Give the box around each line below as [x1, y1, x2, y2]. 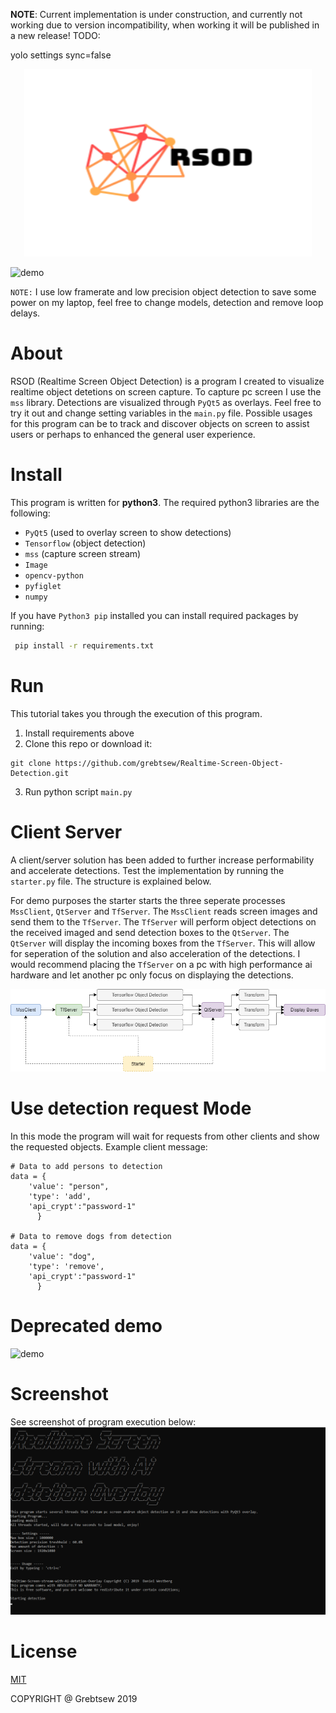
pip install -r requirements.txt [14, 640, 155, 651]
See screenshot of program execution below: [10, 1415, 197, 1428]
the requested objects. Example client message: [10, 1141, 208, 1153]
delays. [10, 307, 41, 319]
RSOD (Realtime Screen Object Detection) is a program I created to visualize [10, 375, 325, 387]
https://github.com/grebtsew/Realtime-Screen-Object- [54, 758, 284, 768]
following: [10, 507, 51, 519]
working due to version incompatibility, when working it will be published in [10, 19, 320, 31]
